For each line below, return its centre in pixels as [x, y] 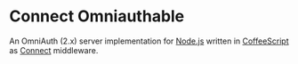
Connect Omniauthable [97, 16]
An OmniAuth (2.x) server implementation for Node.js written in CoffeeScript [149, 41]
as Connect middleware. [54, 50]
